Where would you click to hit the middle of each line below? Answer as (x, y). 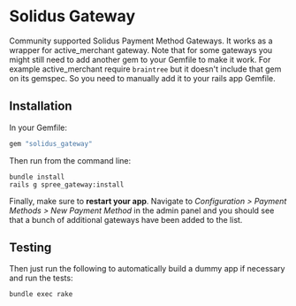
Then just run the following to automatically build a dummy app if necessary (147, 269)
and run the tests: (41, 278)
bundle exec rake (41, 295)
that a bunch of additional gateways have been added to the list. (126, 219)
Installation (41, 107)
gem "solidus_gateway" (51, 143)
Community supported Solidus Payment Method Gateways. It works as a (141, 41)
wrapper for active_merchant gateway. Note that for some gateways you (141, 50)
